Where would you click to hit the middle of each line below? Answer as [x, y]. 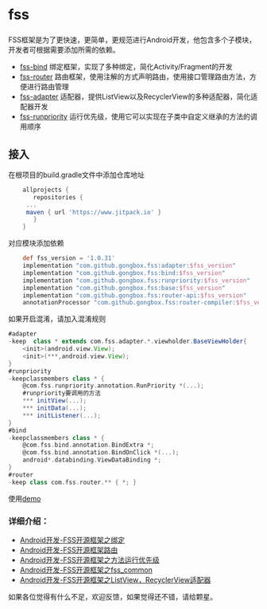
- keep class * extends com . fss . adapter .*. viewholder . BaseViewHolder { [128, 342]
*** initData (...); [55, 408]
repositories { [58, 197]
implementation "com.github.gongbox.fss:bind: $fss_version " [124, 273]
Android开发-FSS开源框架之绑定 [72, 540]
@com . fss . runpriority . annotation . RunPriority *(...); [113, 386]
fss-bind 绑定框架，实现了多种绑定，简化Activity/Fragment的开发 [126, 67]
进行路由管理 [48, 87]
